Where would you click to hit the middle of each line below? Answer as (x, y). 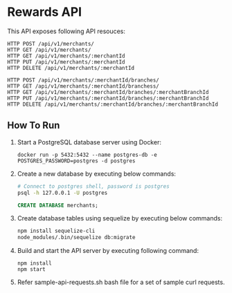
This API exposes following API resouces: (66, 31)
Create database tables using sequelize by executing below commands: (120, 218)
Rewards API (44, 12)
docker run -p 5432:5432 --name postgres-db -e (87, 155)
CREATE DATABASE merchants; (57, 205)
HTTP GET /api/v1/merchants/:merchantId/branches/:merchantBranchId (108, 92)
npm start (32, 270)
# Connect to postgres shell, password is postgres (93, 186)
